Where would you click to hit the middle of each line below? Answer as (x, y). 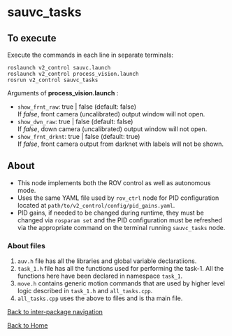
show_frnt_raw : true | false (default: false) (77, 107)
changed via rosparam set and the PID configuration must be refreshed (119, 220)
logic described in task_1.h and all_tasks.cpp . (85, 291)
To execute (32, 38)
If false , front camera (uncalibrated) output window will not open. (111, 114)
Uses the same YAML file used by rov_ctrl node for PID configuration (118, 198)
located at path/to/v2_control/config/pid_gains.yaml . (96, 205)
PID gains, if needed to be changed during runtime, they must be (110, 213)
